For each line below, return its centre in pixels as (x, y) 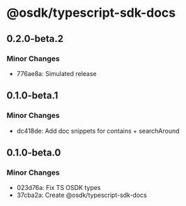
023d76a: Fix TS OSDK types (59, 188)
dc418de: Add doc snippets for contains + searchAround (98, 131)
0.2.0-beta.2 (35, 39)
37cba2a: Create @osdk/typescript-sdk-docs (82, 195)
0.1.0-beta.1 (32, 96)
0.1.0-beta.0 (34, 153)
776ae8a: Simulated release (56, 73)
